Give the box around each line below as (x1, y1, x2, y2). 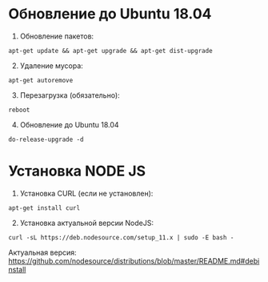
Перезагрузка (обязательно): (19, 90, 120, 100)
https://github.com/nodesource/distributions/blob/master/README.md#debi (8, 256, 260, 265)
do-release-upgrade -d (8, 135, 84, 143)
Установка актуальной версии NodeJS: (19, 218, 154, 228)
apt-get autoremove (8, 76, 74, 84)
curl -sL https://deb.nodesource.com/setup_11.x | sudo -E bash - (8, 233, 234, 241)
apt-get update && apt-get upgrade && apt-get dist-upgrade (8, 46, 214, 54)
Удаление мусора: (19, 61, 84, 70)
